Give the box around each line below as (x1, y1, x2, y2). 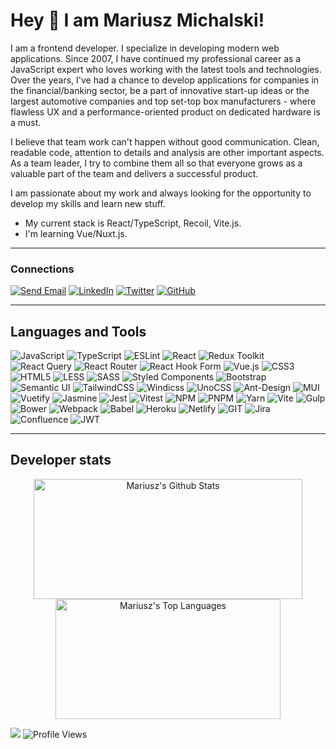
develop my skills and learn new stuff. (10, 197, 166, 209)
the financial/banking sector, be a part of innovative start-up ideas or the (10, 84, 310, 96)
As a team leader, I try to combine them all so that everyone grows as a (10, 157, 303, 169)
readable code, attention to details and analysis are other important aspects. (10, 146, 325, 158)
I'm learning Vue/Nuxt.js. (24, 227, 128, 239)
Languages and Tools (10, 323, 147, 340)
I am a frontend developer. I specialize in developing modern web (10, 42, 280, 54)
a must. (10, 116, 42, 128)
